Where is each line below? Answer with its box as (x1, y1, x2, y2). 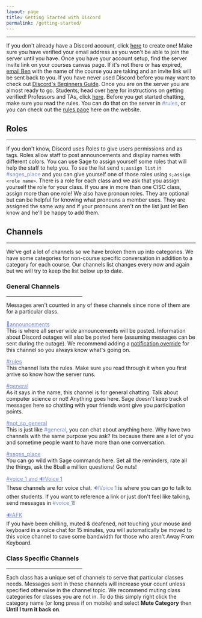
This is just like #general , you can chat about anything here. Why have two (6, 426, 191, 433)
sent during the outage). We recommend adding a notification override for (6, 340, 189, 347)
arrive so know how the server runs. (6, 371, 96, 378)
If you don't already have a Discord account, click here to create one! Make (6, 42, 192, 49)
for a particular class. (6, 308, 59, 315)
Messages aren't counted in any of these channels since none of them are (6, 301, 191, 309)
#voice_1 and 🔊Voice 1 (6, 475, 63, 483)
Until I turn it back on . (6, 605, 61, 613)
